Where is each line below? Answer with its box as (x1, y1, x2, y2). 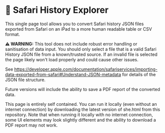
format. (5, 31, 20, 37)
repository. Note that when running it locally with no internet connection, (5, 111, 153, 118)
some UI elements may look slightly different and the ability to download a (5, 117, 156, 123)
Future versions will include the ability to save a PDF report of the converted (5, 86, 160, 92)
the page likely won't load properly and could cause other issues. (5, 56, 139, 62)
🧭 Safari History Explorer (5, 4, 109, 16)
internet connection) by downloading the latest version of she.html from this (5, 106, 160, 112)
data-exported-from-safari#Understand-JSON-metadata (5, 71, 121, 77)
